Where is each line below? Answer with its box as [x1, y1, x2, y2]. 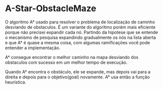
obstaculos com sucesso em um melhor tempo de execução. [5, 59, 128, 65]
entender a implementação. [5, 45, 61, 51]
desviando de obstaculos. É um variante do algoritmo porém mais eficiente [5, 24, 156, 30]
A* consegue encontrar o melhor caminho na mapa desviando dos [5, 54, 139, 60]
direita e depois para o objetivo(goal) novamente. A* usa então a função [5, 74, 150, 80]
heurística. [5, 79, 26, 85]
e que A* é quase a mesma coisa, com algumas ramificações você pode [5, 39, 150, 45]
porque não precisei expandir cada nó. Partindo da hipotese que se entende [5, 29, 158, 35]
